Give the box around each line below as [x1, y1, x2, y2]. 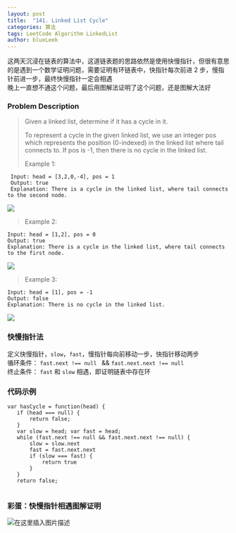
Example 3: [24, 275, 58, 284]
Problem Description [7, 102, 80, 112]
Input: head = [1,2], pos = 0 [7, 231, 97, 239]
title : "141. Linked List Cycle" [7, 17, 109, 24]
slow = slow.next [29, 441, 80, 448]
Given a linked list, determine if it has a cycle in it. [24, 117, 168, 126]
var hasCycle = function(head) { [7, 403, 106, 410]
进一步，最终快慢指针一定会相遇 [19, 75, 113, 83]
